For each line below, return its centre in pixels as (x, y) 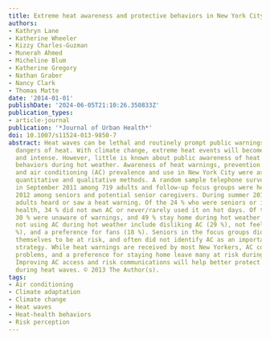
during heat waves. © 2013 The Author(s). (88, 270)
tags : (17, 277)
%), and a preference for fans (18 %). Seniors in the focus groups (133, 233)
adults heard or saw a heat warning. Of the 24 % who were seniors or (136, 202)
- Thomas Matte (34, 90)
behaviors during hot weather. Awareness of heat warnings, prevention (138, 165)
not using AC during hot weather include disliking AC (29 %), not (131, 225)
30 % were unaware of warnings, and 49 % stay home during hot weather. (140, 218)
